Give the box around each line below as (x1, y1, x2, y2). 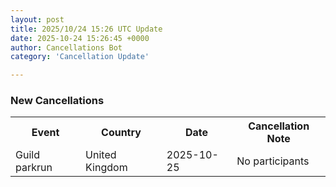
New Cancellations (10, 94, 105, 108)
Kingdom (85, 161, 128, 175)
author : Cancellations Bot (10, 42, 123, 53)
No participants (236, 154, 310, 168)
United (85, 148, 117, 162)
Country (101, 126, 142, 140)
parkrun (15, 161, 53, 175)
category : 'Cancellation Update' (10, 52, 150, 62)
